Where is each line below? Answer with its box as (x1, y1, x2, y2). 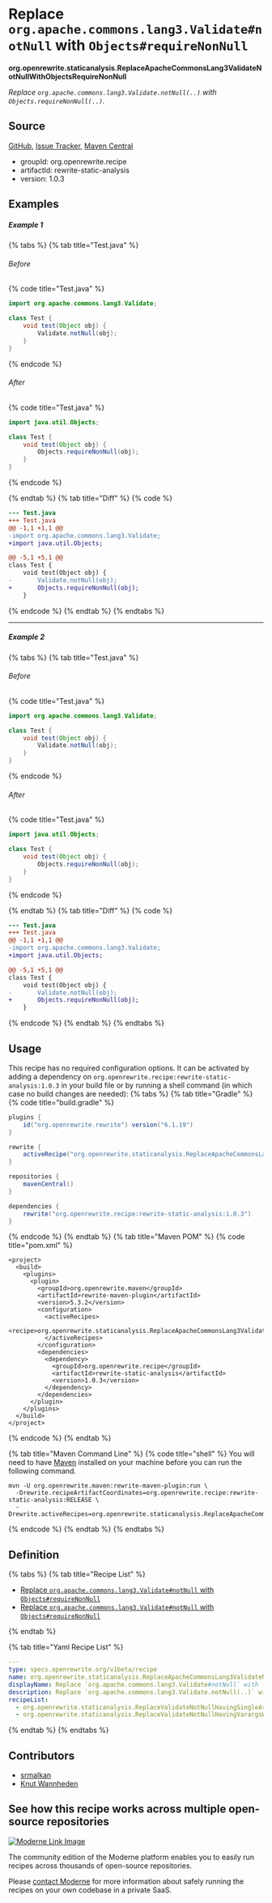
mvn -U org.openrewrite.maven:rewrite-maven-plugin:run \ (8, 1482, 208, 1490)
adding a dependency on (8, 1071, 91, 1081)
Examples (8, 198, 59, 211)
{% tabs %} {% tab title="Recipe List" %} (8, 1569, 146, 1579)
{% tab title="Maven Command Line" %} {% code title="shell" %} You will (8, 1449, 255, 1458)
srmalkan (19, 1770, 52, 1780)
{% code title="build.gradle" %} (8, 1097, 115, 1107)
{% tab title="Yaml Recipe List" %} (8, 1642, 124, 1652)
